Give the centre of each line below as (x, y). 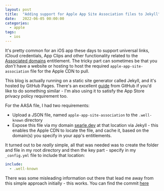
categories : (17, 23)
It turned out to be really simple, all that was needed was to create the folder (82, 145)
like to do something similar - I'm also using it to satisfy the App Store (75, 91)
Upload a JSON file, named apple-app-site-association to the (75, 115)
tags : (10, 32)
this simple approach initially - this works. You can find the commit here (77, 183)
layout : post (18, 9)
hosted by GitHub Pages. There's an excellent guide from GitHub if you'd (78, 86)
